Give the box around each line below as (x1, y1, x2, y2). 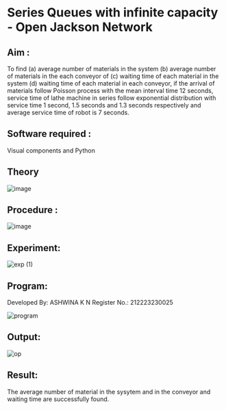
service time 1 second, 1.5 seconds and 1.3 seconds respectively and (7, 101, 201, 109)
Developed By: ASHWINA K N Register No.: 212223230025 (7, 298, 173, 307)
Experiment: (7, 242, 61, 254)
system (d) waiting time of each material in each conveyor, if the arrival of (7, 79, 215, 87)
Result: (7, 370, 38, 381)
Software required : (7, 128, 92, 140)
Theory (7, 166, 40, 178)
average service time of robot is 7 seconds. (7, 108, 130, 116)
